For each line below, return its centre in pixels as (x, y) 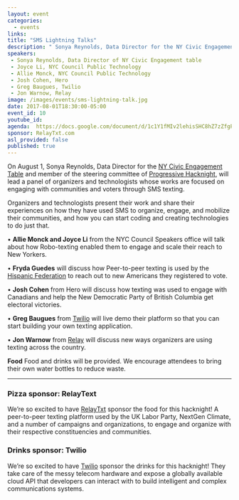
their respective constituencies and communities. (79, 432)
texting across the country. (47, 347)
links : (17, 34)
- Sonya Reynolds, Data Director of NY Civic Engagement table (106, 60)
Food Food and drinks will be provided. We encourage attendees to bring (115, 361)
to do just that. (28, 225)
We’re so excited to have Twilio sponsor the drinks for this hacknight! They (117, 466)
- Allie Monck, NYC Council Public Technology (81, 73)
